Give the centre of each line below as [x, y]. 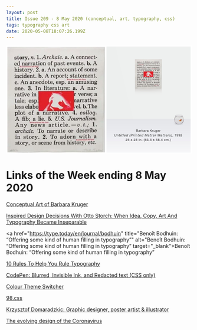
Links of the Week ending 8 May [86, 175]
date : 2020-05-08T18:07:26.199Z [46, 31]
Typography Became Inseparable [47, 222]
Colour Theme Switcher [35, 286]
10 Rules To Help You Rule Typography [53, 263]
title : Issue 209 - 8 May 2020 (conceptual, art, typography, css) [91, 19]
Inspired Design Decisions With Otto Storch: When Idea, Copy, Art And [92, 215]
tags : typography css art [38, 25]
